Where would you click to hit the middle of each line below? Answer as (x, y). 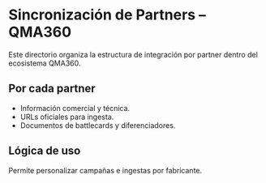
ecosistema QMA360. (45, 63)
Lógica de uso (45, 151)
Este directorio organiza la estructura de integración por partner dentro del (133, 54)
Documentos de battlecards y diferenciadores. (98, 125)
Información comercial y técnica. (75, 108)
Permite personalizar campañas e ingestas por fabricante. (105, 170)
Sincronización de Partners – (107, 15)
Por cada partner (52, 89)
